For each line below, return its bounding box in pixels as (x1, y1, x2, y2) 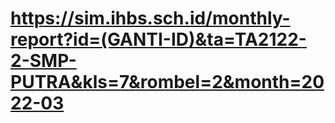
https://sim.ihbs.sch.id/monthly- (10, 7, 291, 30)
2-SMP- (10, 50, 77, 72)
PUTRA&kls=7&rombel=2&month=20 (10, 71, 325, 94)
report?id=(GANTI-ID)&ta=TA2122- (10, 28, 307, 51)
